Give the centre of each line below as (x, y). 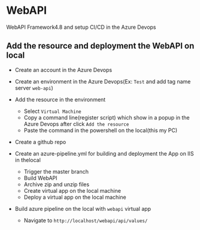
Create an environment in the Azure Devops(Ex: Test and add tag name (103, 81)
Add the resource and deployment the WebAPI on (100, 46)
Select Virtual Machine (53, 111)
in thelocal (28, 160)
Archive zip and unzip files (57, 184)
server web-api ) (34, 88)
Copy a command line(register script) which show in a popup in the (107, 117)
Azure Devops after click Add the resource (76, 124)
